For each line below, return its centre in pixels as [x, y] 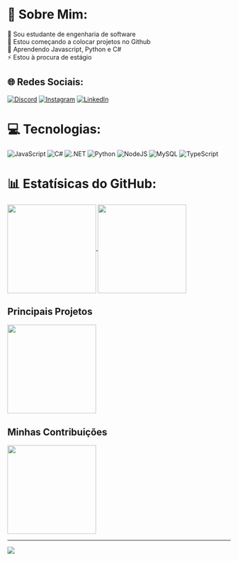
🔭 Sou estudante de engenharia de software [72, 34]
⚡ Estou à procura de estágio [50, 57]
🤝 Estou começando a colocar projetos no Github [79, 41]
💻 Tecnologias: [54, 129]
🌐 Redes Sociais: [45, 82]
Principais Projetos [50, 312]
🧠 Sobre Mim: [47, 15]
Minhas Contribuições [57, 432]
